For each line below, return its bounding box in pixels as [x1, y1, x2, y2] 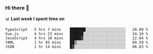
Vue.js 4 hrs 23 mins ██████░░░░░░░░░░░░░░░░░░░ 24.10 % [5, 31, 149, 36]
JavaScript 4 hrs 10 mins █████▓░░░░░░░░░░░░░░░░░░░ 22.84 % [5, 36, 149, 41]
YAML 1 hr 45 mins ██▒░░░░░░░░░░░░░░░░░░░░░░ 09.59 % [5, 40, 149, 45]
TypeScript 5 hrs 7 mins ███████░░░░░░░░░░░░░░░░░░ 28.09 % [5, 27, 149, 32]
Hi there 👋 [5, 4, 30, 11]
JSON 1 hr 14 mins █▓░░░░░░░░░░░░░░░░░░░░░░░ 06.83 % [5, 44, 149, 50]
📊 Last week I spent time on [5, 16, 65, 22]
